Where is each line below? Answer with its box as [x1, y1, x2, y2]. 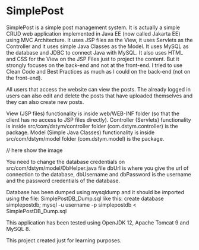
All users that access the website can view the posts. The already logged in [6, 86, 191, 93]
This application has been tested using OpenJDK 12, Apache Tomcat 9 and [6, 219, 189, 226]
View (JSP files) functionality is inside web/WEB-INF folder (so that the [6, 110, 180, 117]
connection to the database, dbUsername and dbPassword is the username [6, 170, 191, 178]
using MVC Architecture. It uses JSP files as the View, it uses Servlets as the [6, 36, 193, 43]
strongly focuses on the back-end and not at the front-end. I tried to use [6, 61, 183, 69]
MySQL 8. [6, 225, 31, 232]
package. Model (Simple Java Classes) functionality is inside [6, 129, 155, 136]
